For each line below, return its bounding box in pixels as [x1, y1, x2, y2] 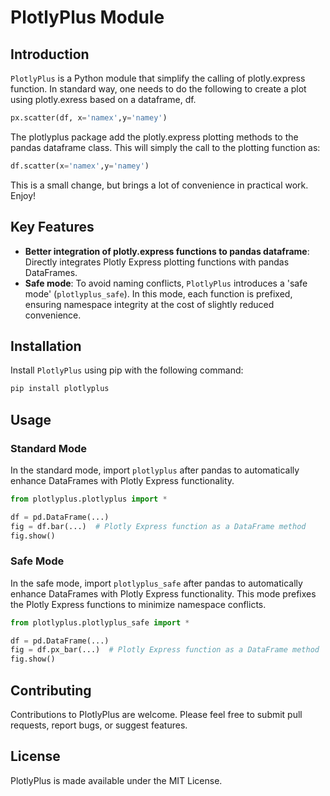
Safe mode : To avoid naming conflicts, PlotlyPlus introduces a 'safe [24, 277, 308, 289]
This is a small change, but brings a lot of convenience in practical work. [10, 179, 309, 191]
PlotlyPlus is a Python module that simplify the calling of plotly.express [10, 72, 306, 84]
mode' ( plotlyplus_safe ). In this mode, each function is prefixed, [24, 287, 293, 300]
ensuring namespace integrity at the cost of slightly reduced [24, 298, 275, 310]
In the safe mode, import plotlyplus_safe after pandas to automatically [10, 577, 303, 589]
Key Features [10, 219, 95, 236]
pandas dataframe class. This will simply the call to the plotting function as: [10, 141, 321, 153]
